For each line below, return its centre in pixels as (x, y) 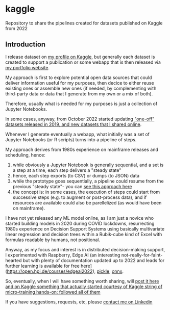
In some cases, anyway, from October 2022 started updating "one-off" (80, 119)
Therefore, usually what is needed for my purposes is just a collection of (81, 104)
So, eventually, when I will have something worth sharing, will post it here (82, 281)
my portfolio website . (28, 67)
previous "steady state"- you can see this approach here (72, 186)
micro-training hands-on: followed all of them (53, 292)
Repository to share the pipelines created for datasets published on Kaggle (84, 23)
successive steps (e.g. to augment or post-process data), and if (80, 197)
